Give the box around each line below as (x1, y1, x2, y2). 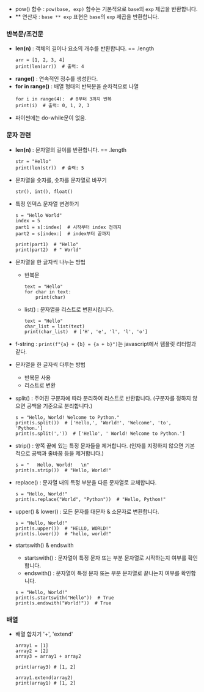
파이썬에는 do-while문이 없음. (15, 114, 87, 121)
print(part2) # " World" (15, 247, 81, 253)
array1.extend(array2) (15, 674, 73, 681)
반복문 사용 (24, 374, 51, 381)
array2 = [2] (15, 648, 49, 654)
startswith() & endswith (15, 541, 74, 549)
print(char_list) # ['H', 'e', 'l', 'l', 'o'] (24, 328, 148, 335)
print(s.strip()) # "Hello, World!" (15, 467, 112, 473)
